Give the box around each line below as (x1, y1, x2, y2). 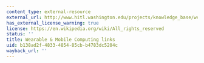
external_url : (6, 14, 42, 20)
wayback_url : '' (6, 48, 47, 54)
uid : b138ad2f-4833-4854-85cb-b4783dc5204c (6, 43, 118, 49)
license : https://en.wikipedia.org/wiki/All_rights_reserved (6, 25, 165, 32)
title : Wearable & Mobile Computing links (6, 37, 115, 43)
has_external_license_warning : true (6, 20, 99, 26)
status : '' (6, 31, 34, 37)
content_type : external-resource (6, 8, 91, 15)
